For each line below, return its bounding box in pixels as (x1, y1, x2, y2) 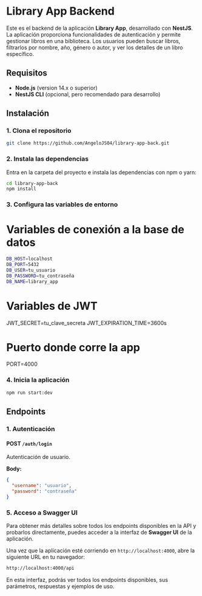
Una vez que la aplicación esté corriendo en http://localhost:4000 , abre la (6, 547, 195, 554)
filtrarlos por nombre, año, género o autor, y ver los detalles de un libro (6, 44, 183, 51)
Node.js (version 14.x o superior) (15, 84, 98, 91)
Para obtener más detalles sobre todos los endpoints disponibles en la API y (6, 522, 197, 529)
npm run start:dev (6, 390, 53, 396)
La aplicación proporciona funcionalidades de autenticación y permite (6, 30, 181, 38)
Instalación (6, 108, 50, 119)
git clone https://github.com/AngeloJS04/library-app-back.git (6, 140, 170, 147)
